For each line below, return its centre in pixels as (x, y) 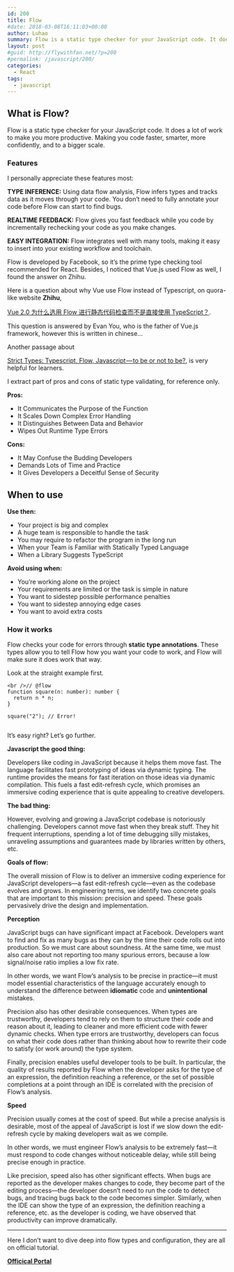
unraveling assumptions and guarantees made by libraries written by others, (116, 841)
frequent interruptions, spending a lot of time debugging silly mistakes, (109, 834)
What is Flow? (38, 113)
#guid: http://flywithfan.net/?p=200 (62, 53)
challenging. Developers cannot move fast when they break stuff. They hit (113, 827)
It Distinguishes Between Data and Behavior (80, 424)
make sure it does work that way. (55, 660)
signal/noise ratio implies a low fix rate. (63, 962)
